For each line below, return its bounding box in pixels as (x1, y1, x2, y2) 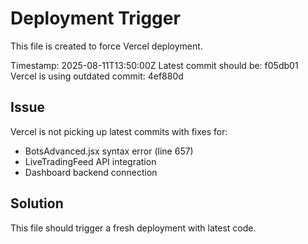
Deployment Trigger (10, 7, 181, 30)
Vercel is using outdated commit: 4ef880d (10, 70, 184, 82)
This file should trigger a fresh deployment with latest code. (10, 222, 257, 234)
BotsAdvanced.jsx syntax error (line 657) (24, 145, 194, 157)
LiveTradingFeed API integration (24, 155, 157, 167)
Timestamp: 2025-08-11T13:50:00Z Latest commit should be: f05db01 (10, 59, 299, 71)
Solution (10, 195, 64, 212)
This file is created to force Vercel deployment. (10, 40, 203, 52)
